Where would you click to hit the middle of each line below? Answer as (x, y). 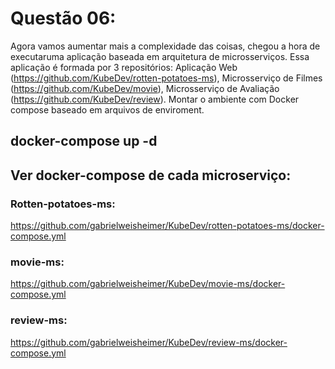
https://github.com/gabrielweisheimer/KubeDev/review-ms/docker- (149, 342)
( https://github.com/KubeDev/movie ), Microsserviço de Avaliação (145, 88)
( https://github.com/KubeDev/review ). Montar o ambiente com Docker (155, 99)
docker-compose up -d (84, 141)
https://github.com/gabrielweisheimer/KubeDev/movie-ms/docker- (148, 284)
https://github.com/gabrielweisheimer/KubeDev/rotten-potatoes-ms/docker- (167, 226)
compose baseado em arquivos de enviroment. (107, 109)
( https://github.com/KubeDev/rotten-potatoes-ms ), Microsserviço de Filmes (166, 78)
